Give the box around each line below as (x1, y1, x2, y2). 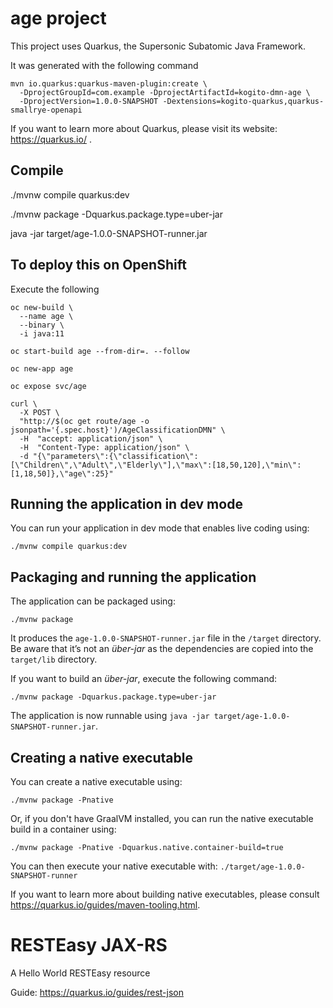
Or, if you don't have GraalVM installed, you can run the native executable (10, 813, 314, 824)
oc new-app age (10, 363, 74, 374)
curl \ (10, 398, 38, 409)
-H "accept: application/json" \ (19, 433, 163, 444)
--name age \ (19, 311, 74, 321)
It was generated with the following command (10, 59, 199, 71)
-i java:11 (19, 328, 65, 339)
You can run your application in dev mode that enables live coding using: (10, 522, 310, 534)
